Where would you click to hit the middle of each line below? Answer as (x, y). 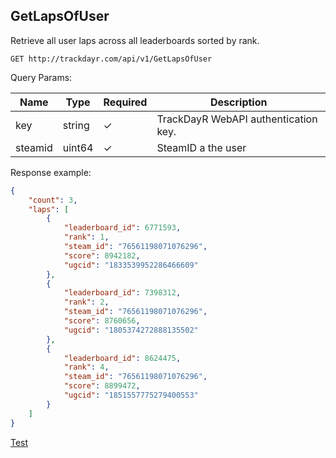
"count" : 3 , (53, 200)
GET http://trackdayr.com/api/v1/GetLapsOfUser (111, 59)
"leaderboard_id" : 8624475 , (122, 358)
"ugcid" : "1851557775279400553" (131, 395)
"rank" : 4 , (86, 367)
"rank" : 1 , (86, 237)
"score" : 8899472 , (102, 386)
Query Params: (41, 77)
